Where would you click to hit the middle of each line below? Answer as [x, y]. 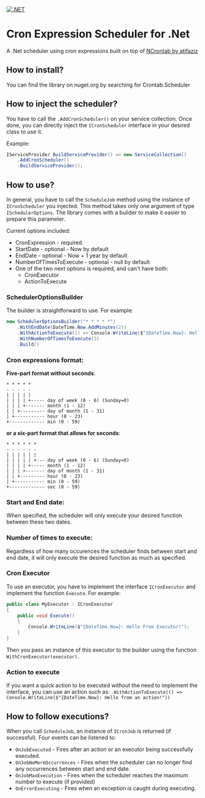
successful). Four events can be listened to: [61, 738]
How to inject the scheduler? [62, 104]
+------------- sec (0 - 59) [43, 487]
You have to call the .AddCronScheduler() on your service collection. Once [99, 118]
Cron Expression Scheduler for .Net [98, 34]
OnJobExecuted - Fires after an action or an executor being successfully [104, 749]
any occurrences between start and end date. [73, 769]
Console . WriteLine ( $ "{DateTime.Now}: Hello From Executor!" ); [109, 627]
